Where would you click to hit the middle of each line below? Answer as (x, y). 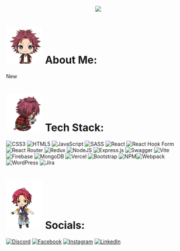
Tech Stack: (74, 127)
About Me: (71, 60)
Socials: (65, 225)
